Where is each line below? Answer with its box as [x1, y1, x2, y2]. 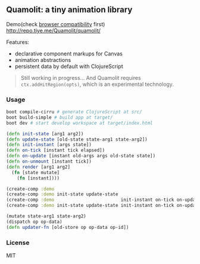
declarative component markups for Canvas [14, 50, 123, 57]
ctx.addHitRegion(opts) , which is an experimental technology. [20, 80, 174, 88]
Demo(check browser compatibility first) [6, 20, 105, 27]
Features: [6, 38, 30, 45]
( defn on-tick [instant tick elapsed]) [6, 147, 105, 154]
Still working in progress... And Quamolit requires [20, 74, 141, 81]
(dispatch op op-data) [6, 219, 62, 225]
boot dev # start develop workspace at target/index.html [6, 120, 153, 126]
